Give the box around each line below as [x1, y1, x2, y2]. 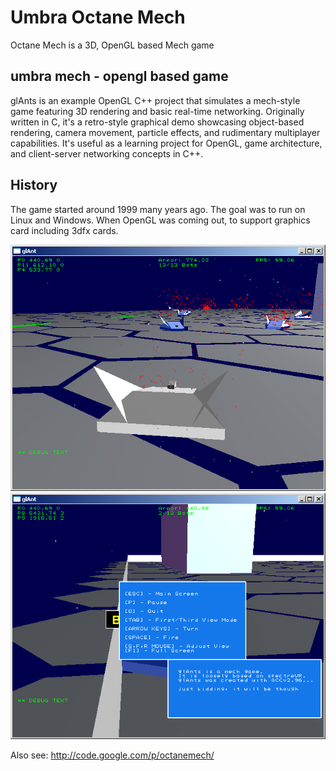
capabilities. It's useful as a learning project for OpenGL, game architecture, [10, 137, 323, 149]
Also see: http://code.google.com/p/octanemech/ [10, 749, 215, 761]
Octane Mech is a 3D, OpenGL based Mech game [10, 39, 215, 51]
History [10, 177, 58, 194]
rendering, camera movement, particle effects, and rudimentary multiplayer [10, 126, 321, 138]
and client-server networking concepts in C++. [10, 147, 204, 160]
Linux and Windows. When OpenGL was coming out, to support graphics [10, 214, 311, 226]
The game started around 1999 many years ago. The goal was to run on [10, 203, 306, 215]
